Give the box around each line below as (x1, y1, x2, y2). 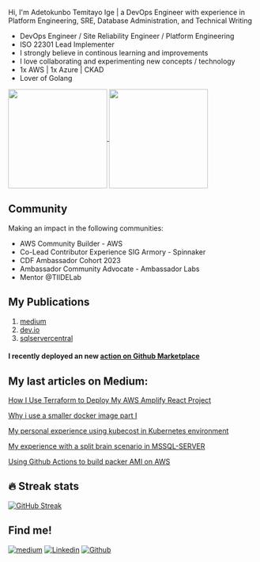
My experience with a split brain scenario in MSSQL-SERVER (8, 442, 205, 451)
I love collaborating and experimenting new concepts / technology (19, 56, 236, 66)
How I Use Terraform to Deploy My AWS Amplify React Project (8, 396, 212, 405)
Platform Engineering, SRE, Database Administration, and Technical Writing (8, 16, 253, 25)
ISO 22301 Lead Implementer (19, 40, 115, 49)
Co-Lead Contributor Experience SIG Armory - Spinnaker (19, 247, 206, 257)
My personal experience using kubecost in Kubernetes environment (8, 426, 229, 436)
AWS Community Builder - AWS (19, 239, 123, 248)
